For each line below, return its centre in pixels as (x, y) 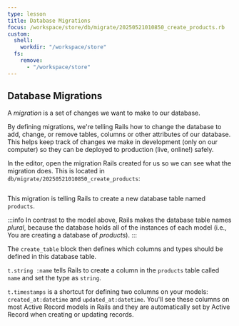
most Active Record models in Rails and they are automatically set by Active (119, 307)
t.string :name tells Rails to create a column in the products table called (113, 270)
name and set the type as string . (54, 278)
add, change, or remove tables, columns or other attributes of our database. (119, 134)
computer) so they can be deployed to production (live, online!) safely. (111, 150)
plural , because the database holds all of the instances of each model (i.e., (117, 228)
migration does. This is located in (56, 171)
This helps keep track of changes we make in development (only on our (113, 142)
